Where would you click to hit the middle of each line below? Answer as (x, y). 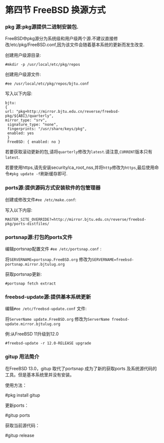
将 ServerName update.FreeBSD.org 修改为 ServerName (57, 319)
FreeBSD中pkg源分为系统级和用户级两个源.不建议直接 (60, 39)
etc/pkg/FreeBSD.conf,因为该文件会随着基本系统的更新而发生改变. (78, 45)
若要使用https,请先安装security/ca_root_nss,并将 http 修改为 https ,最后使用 (80, 168)
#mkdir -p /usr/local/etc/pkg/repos (43, 65)
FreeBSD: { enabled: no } (34, 142)
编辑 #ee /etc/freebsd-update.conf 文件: (46, 309)
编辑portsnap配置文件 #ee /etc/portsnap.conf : (53, 249)
